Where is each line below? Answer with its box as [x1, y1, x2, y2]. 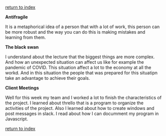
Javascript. [5, 116, 28, 122]
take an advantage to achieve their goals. [5, 75, 90, 81]
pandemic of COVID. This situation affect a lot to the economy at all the [5, 65, 151, 70]
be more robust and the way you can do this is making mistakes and [5, 29, 145, 35]
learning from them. [5, 35, 46, 40]
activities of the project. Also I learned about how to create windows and [5, 105, 154, 111]
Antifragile [5, 14, 28, 20]
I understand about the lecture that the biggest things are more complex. [5, 54, 155, 60]
